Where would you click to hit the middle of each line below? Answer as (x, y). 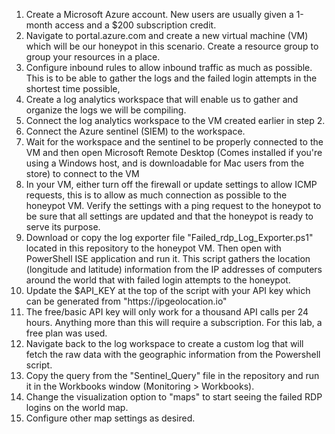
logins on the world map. (77, 407)
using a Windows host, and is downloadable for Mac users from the (165, 163)
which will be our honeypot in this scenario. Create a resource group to (172, 46)
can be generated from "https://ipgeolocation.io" (126, 301)
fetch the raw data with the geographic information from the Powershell (173, 354)
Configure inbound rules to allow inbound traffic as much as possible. (169, 67)
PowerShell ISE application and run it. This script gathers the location (168, 258)
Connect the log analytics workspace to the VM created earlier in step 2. (175, 120)
